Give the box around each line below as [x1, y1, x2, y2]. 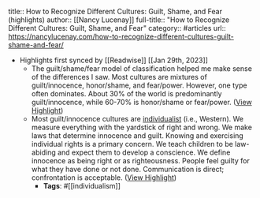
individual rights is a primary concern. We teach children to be [31, 140, 234, 148]
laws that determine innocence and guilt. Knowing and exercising [31, 131, 244, 140]
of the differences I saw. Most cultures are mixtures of [31, 73, 207, 81]
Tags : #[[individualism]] [43, 181, 121, 190]
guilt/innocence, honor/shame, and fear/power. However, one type [31, 80, 247, 90]
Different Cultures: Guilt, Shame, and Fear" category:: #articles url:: [8, 24, 226, 32]
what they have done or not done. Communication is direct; [31, 165, 225, 174]
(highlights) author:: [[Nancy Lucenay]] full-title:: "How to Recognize [8, 15, 230, 24]
